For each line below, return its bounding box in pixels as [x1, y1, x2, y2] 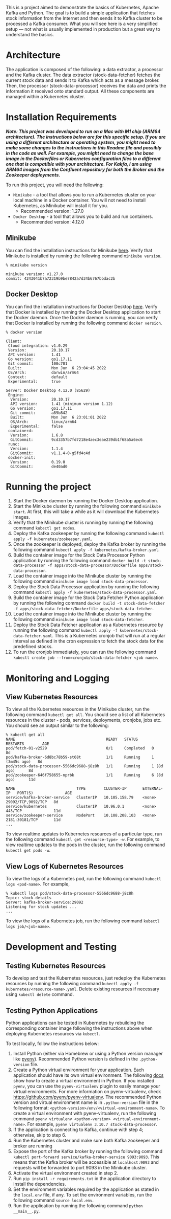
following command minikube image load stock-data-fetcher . [13, 616, 144, 623]
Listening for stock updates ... [6, 904, 77, 910]
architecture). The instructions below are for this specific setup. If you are [6, 134, 166, 140]
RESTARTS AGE [6, 741, 50, 746]
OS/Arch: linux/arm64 [10, 419, 77, 424]
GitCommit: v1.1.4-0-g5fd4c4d [10, 450, 91, 456]
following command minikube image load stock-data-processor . [13, 578, 149, 585]
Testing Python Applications [6, 1006, 98, 1015]
